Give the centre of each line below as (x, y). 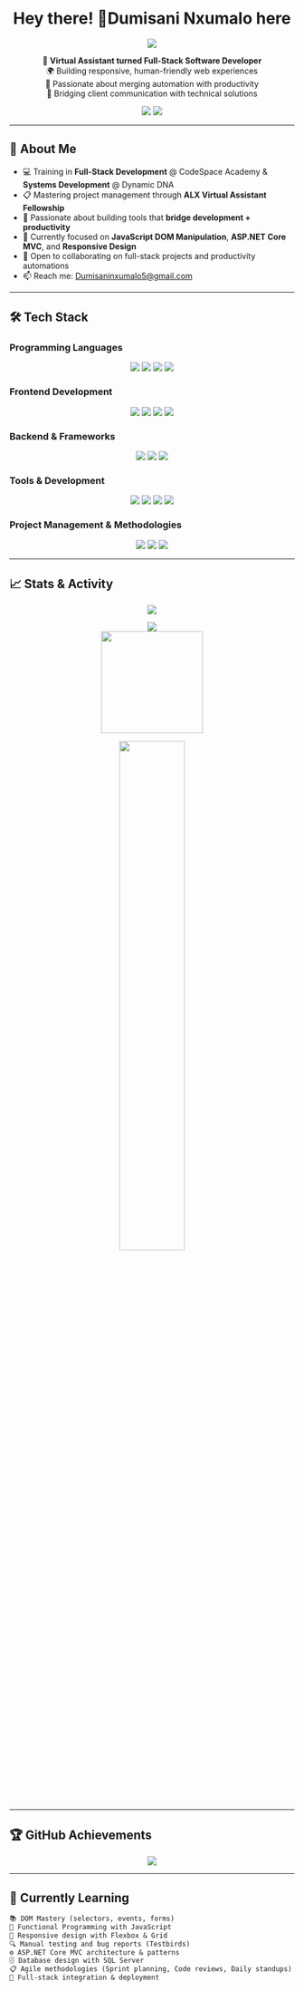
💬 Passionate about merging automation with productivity (152, 83)
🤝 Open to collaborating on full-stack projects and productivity (139, 256)
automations (46, 266)
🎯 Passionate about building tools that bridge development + (137, 217)
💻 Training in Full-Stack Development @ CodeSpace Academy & (145, 171)
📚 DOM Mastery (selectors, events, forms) (92, 1919)
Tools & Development (57, 480)
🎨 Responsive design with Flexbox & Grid (89, 1935)
